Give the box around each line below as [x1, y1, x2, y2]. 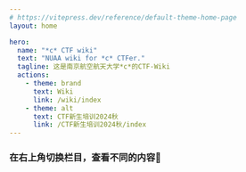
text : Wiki [32, 86, 74, 96]
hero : [9, 37, 29, 46]
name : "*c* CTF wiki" [17, 45, 98, 54]
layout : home [9, 21, 58, 30]
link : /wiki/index [32, 95, 102, 104]
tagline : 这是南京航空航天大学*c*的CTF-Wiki [17, 62, 171, 71]
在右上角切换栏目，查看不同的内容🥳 [9, 152, 162, 164]
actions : [17, 70, 50, 80]
